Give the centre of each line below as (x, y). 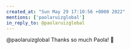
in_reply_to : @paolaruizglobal (46, 23)
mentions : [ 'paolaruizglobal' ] (46, 17)
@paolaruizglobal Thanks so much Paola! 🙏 (60, 40)
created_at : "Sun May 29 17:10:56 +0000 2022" (66, 12)
